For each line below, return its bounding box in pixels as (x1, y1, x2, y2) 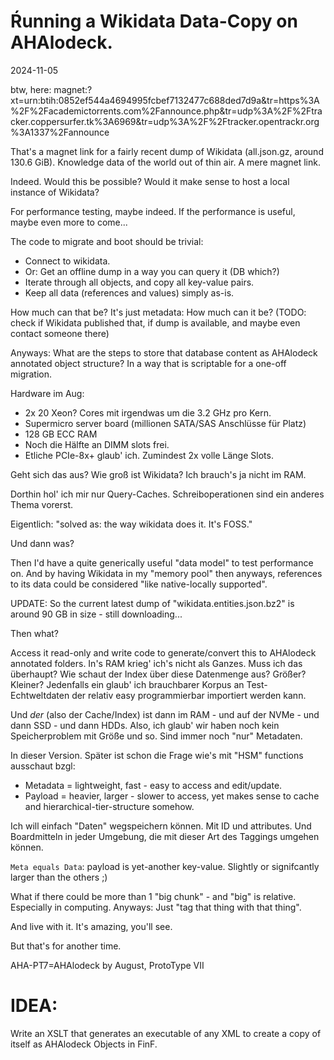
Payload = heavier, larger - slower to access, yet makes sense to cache (24, 790, 320, 802)
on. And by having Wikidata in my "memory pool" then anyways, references (10, 567, 323, 579)
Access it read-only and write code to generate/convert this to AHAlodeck (10, 646, 317, 659)
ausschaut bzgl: (10, 760, 76, 772)
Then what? (10, 627, 60, 639)
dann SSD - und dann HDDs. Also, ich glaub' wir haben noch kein (10, 719, 280, 731)
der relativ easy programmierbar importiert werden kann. (71, 689, 307, 701)
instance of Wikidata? (10, 186, 100, 198)
